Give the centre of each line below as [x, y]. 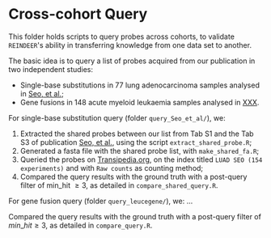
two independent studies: [51, 69]
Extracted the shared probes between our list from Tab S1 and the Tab [137, 134]
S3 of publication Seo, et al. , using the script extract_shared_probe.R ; [136, 142]
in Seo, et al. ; [42, 93]
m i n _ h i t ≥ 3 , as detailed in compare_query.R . [80, 225]
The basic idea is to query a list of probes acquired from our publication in [132, 61]
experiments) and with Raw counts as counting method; [112, 168]
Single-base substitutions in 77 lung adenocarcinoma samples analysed [140, 85]
